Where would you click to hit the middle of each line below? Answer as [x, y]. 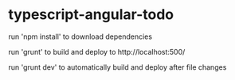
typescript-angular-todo [91, 15]
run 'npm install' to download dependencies [80, 36]
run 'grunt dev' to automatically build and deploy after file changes [117, 67]
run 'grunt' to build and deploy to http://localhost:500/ [97, 51]
